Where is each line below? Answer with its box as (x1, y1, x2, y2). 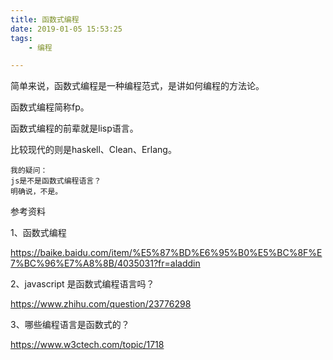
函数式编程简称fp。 (10, 101, 90, 113)
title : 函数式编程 (10, 14, 80, 25)
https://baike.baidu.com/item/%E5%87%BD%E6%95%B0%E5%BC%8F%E (10, 247, 323, 259)
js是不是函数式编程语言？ (10, 176, 102, 186)
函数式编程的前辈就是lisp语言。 (10, 122, 139, 135)
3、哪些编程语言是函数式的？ (10, 319, 130, 331)
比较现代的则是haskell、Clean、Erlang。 (10, 144, 177, 156)
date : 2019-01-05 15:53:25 (10, 24, 123, 34)
